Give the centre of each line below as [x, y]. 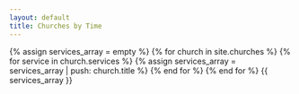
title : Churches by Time [56, 26]
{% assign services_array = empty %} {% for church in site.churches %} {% [150, 51]
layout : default [40, 17]
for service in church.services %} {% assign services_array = [123, 61]
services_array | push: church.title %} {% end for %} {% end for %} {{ [139, 70]
